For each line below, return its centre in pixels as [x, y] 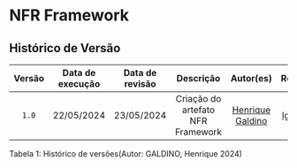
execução [79, 84]
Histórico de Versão [65, 48]
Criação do [198, 99]
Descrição [198, 78]
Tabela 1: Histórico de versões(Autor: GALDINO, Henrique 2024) [126, 154]
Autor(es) [251, 78]
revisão [140, 84]
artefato [198, 110]
